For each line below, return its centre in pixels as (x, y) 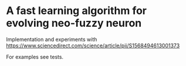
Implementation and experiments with (52, 39)
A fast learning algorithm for (77, 11)
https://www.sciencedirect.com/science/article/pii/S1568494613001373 (93, 46)
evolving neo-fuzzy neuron (74, 23)
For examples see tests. (35, 57)
